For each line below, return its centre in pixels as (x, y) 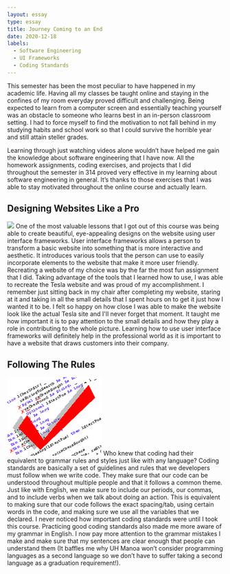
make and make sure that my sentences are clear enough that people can (111, 541)
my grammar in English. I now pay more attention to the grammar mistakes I (114, 534)
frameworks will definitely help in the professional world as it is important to (114, 336)
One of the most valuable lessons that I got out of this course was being (117, 226)
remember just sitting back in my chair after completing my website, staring (114, 292)
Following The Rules (51, 364)
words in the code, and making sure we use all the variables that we (103, 512)
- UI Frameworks (36, 59)
